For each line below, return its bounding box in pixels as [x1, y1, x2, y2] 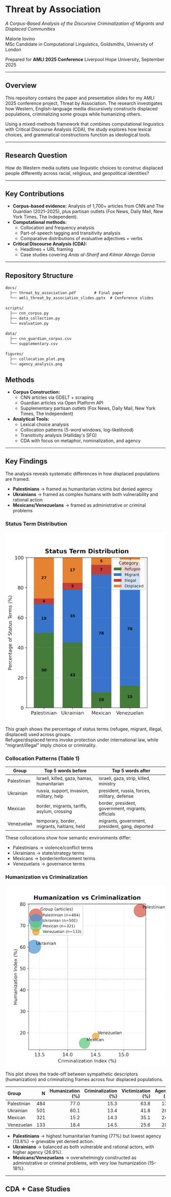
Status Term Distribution [5, 520, 68, 527]
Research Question [5, 151, 68, 160]
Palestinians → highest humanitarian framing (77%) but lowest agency [12, 1133, 161, 1139]
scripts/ [5, 306, 24, 311]
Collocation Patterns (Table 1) [5, 754, 80, 762]
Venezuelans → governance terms [12, 861, 85, 867]
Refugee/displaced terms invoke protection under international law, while [5, 737, 159, 743]
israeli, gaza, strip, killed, [98, 775, 151, 781]
